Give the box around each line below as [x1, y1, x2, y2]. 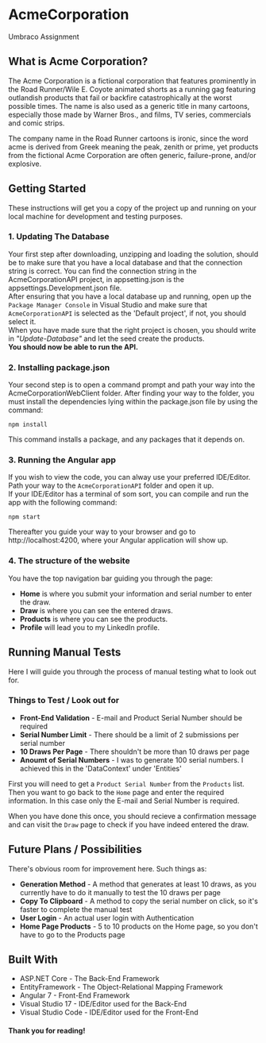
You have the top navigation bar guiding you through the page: [8, 574, 213, 583]
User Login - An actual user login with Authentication [19, 913, 195, 922]
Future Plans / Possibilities [8, 843, 142, 856]
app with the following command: [8, 498, 118, 508]
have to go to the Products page [19, 929, 125, 939]
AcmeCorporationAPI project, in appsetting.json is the [8, 274, 185, 284]
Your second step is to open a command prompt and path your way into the [8, 380, 256, 390]
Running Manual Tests [8, 646, 121, 659]
